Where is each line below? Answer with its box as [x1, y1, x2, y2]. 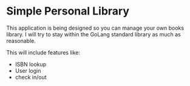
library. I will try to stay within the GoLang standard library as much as [6, 30, 181, 38]
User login [15, 67, 41, 74]
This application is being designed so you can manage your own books [6, 24, 184, 31]
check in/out [15, 73, 47, 81]
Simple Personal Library [6, 4, 129, 18]
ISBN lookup [15, 61, 47, 68]
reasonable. [6, 37, 36, 44]
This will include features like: [6, 48, 81, 56]
